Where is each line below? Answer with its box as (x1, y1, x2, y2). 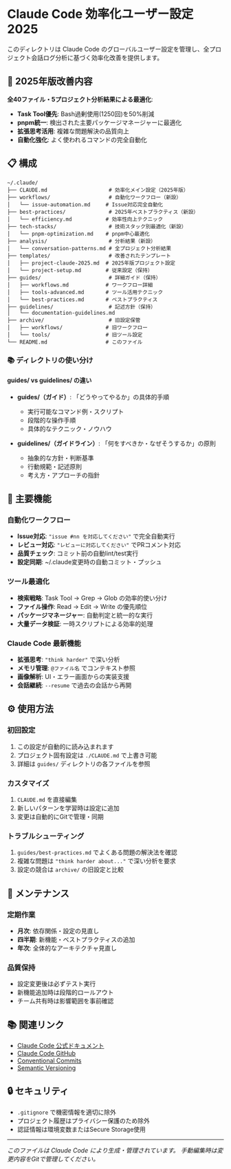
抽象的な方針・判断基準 (27, 454, 94, 462)
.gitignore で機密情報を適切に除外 (16, 1108, 117, 1116)
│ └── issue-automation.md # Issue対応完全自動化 (7, 201, 164, 208)
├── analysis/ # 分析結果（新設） (7, 238, 156, 245)
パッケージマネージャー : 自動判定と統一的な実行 (16, 611, 153, 619)
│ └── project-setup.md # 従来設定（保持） (7, 267, 153, 274)
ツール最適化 (7, 577, 50, 586)
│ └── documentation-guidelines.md (7, 309, 115, 316)
